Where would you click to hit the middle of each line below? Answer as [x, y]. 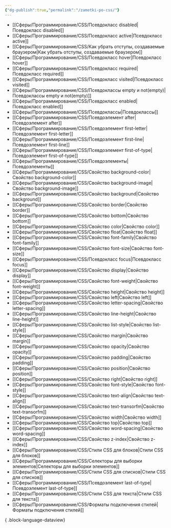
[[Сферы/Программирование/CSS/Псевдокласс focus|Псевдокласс [87, 259]
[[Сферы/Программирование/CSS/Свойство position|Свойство [81, 368]
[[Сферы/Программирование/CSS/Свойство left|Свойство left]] [82, 297]
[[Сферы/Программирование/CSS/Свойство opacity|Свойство [81, 346]
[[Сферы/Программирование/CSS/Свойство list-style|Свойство [82, 324]
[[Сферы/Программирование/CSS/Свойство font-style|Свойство [83, 384]
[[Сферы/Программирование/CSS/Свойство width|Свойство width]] [87, 417]
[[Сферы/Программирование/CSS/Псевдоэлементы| [70, 161]
